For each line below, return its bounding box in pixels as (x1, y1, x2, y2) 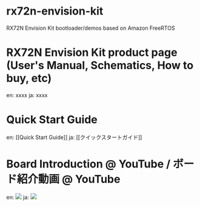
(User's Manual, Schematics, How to (6, 59, 194, 72)
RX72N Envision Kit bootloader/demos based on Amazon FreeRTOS (6, 24, 175, 32)
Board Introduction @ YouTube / (6, 157, 171, 171)
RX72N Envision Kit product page (6, 46, 178, 59)
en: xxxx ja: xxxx (6, 91, 48, 98)
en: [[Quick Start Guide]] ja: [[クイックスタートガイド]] (6, 134, 142, 141)
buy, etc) (6, 72, 52, 86)
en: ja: (6, 193, 29, 201)
